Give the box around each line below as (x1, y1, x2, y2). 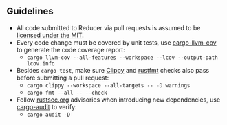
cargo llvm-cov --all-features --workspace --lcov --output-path (26, 54, 218, 61)
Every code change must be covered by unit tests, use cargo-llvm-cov (16, 38, 217, 47)
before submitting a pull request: (16, 73, 109, 82)
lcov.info (26, 60, 56, 67)
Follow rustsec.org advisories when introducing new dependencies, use (16, 95, 221, 104)
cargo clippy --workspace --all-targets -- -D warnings (26, 82, 191, 89)
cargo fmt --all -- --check (26, 89, 107, 96)
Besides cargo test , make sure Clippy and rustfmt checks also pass (16, 66, 210, 74)
